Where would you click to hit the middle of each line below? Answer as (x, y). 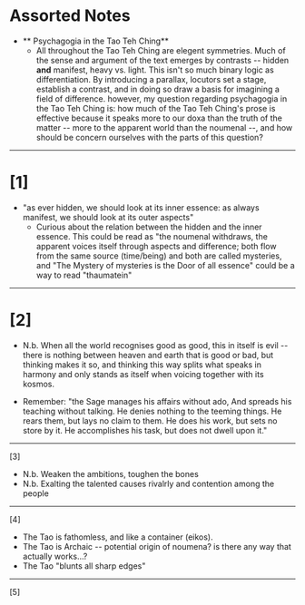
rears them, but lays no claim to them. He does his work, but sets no (150, 420)
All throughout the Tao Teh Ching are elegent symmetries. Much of (161, 50)
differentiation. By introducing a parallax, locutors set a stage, (151, 79)
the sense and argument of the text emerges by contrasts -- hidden (162, 60)
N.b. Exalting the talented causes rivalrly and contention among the (148, 483)
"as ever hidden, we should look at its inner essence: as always (141, 207)
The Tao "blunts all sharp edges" (84, 566)
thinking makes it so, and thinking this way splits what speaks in (142, 365)
